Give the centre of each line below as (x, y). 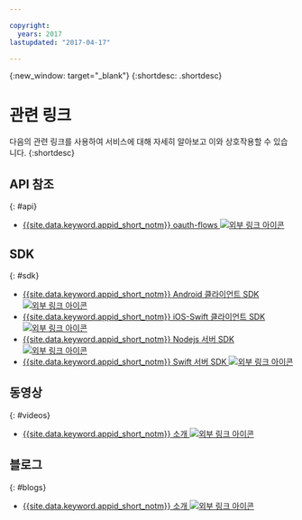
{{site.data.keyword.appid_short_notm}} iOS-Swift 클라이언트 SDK (144, 316)
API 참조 (32, 184)
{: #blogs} (28, 487)
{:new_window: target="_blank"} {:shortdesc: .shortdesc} (116, 76)
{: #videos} (30, 415)
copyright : (30, 25)
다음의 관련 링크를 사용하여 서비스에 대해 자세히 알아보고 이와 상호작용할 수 (141, 141)
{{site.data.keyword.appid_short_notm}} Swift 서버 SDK (124, 361)
